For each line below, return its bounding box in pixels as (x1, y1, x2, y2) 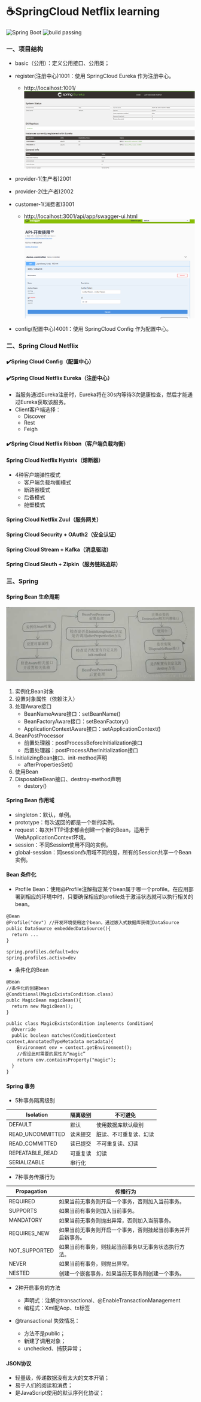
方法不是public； (23, 1330, 66, 1337)
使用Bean (14, 768, 39, 775)
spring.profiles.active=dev (6, 955, 77, 961)
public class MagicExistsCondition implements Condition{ (6, 1020, 154, 1027)
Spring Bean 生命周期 (6, 593, 60, 600)
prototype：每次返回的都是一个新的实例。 (14, 818, 118, 826)
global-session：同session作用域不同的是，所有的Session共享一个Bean (14, 848, 191, 856)
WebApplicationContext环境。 (14, 833, 90, 841)
